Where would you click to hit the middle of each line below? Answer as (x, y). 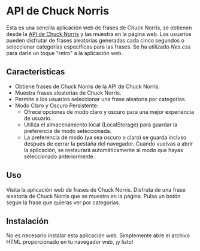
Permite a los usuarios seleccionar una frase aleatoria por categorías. (101, 99)
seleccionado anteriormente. (59, 156)
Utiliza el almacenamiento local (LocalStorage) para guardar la (101, 125)
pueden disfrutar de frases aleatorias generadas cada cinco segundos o (95, 40)
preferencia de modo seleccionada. (68, 131)
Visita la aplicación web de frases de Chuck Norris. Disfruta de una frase (96, 189)
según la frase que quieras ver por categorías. (63, 202)
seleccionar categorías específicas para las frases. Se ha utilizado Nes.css (99, 47)
